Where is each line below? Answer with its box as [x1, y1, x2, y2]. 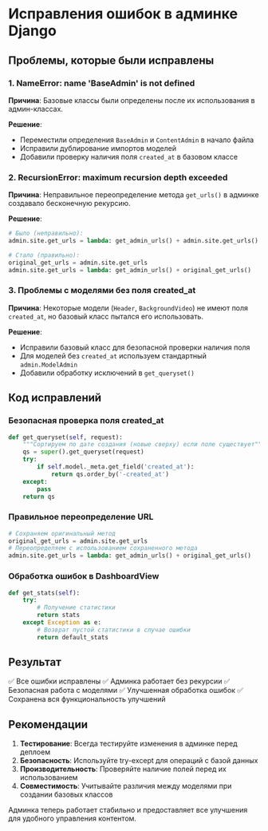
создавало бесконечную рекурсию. [8, 199, 131, 208]
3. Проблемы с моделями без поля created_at [8, 285, 196, 296]
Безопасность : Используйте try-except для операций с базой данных [19, 756, 258, 766]
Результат [8, 655, 62, 669]
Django [8, 22, 57, 40]
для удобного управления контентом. [8, 813, 137, 823]
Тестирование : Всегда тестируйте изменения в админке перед [19, 739, 238, 749]
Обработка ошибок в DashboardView [8, 571, 160, 582]
